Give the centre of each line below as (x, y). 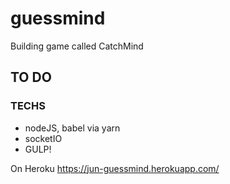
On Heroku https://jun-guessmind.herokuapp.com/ (115, 168)
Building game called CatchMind (77, 46)
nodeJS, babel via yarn (72, 128)
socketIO (43, 138)
